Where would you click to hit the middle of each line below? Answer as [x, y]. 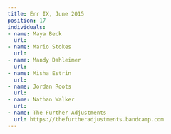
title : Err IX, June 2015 [46, 14]
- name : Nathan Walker [41, 100]
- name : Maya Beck [35, 34]
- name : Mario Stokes [40, 47]
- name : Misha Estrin [40, 73]
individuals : [27, 27]
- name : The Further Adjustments [57, 113]
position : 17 [27, 21]
